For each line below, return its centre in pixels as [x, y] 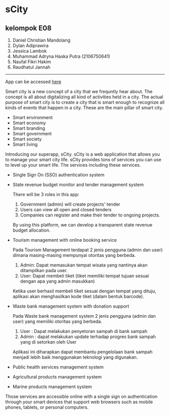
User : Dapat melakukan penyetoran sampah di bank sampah [84, 331]
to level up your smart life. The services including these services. [73, 165]
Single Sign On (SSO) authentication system [58, 175]
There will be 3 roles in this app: [46, 194]
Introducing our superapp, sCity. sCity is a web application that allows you [83, 154]
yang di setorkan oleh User [48, 342]
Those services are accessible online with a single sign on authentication [81, 397]
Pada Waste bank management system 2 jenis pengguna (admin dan [84, 316]
